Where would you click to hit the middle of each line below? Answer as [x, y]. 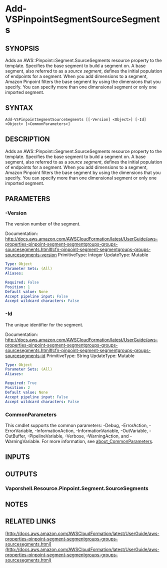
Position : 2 [17, 388]
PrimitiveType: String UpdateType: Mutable [91, 355]
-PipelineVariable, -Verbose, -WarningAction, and [78, 436]
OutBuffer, [16, 436]
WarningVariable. [23, 441]
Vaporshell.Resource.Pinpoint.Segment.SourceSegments [77, 488]
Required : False [22, 282]
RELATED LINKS [30, 521]
